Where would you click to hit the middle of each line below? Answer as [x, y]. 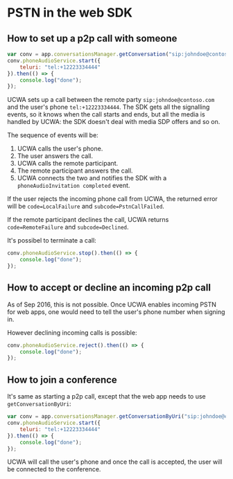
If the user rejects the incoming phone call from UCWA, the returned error [113, 199]
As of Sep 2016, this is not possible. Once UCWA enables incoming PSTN [112, 304]
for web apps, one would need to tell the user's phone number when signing [116, 312]
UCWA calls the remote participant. [68, 164]
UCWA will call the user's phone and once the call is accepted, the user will [115, 462]
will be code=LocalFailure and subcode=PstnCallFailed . [86, 207]
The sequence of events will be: [53, 135]
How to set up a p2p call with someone [92, 38]
